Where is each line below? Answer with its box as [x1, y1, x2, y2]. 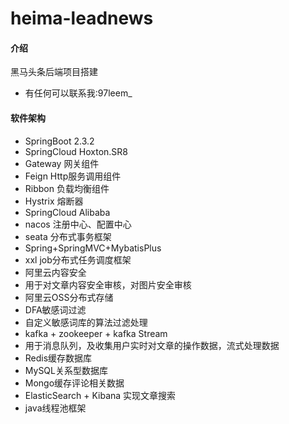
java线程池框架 [24, 402, 87, 414]
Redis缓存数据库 [24, 352, 93, 364]
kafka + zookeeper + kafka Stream [24, 327, 168, 339]
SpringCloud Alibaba [24, 206, 111, 218]
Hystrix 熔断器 [24, 195, 84, 207]
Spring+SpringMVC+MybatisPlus [24, 242, 162, 254]
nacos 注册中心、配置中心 [24, 218, 132, 230]
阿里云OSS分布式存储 [24, 291, 114, 303]
